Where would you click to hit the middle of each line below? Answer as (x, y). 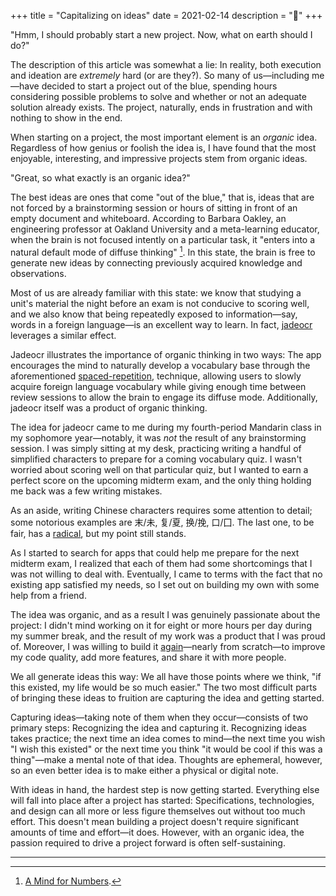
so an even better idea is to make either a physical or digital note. (144, 770)
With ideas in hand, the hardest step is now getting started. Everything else (165, 789)
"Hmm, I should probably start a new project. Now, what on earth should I (161, 34)
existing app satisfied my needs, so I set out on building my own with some (165, 584)
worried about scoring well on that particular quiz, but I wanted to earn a (159, 469)
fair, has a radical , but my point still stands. (98, 533)
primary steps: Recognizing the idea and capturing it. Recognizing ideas (158, 727)
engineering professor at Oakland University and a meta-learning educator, (165, 229)
